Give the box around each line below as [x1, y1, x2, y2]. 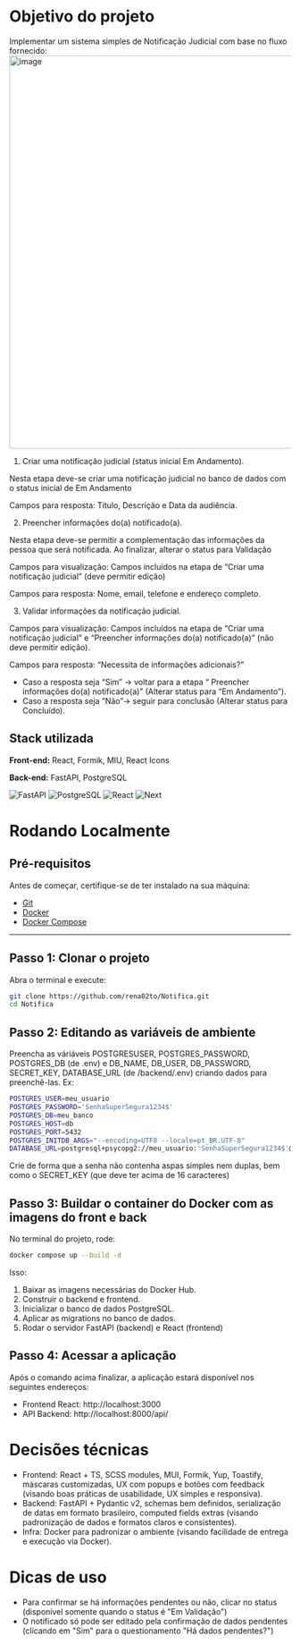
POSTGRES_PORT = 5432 [9, 1127, 82, 1137]
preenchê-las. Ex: [9, 1077, 74, 1088]
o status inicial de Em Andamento [9, 482, 132, 493]
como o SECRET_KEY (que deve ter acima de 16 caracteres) [9, 1170, 230, 1181]
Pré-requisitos [9, 856, 92, 871]
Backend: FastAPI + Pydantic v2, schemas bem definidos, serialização [21, 1497, 281, 1508]
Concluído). [21, 705, 65, 716]
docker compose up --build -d [9, 1251, 122, 1260]
